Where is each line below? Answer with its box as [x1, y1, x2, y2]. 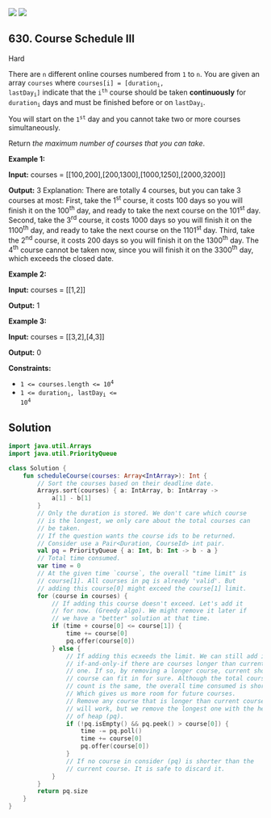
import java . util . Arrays [8, 442, 92, 450]
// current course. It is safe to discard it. [65, 765, 226, 773]
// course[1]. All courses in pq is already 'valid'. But [37, 576, 236, 585]
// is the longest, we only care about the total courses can [37, 517, 251, 525]
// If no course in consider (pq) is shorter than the [65, 757, 254, 765]
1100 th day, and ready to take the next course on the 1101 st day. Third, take [8, 223, 256, 234]
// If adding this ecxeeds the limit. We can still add [65, 651, 258, 660]
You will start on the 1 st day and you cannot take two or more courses [8, 114, 241, 124]
